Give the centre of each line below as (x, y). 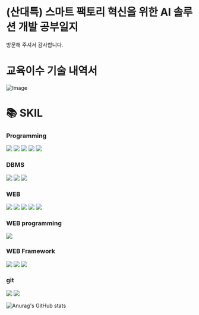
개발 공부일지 (48, 27)
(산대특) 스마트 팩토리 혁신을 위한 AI (89, 12)
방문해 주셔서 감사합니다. (35, 45)
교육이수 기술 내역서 (52, 71)
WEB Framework (31, 251)
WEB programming (34, 223)
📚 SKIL (25, 113)
